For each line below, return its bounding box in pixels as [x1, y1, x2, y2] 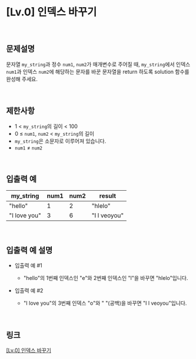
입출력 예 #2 [14, 287, 44, 294]
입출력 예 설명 [6, 245, 53, 255]
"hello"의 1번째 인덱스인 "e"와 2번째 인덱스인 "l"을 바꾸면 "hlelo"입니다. [23, 275, 188, 282]
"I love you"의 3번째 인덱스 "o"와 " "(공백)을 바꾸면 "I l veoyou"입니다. [23, 299, 187, 307]
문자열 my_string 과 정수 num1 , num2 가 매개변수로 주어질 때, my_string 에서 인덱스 [6, 60, 191, 68]
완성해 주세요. [6, 75, 38, 83]
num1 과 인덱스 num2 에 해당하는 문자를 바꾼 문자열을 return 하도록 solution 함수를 [6, 68, 190, 75]
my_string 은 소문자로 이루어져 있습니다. [14, 137, 107, 145]
